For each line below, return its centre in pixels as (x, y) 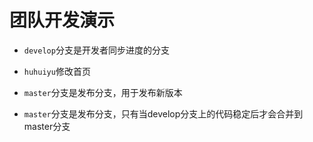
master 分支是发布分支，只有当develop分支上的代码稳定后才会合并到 (163, 113)
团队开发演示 (62, 20)
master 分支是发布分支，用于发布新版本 (103, 92)
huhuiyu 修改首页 (57, 71)
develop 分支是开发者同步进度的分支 (96, 50)
